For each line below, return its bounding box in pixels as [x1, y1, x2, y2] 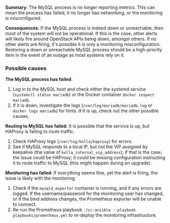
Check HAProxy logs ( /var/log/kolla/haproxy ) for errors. [12, 138, 133, 145]
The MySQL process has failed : [5, 76, 73, 82]
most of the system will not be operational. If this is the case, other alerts [5, 31, 158, 36]
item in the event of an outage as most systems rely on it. [5, 52, 125, 58]
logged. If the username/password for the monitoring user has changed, [12, 190, 164, 197]
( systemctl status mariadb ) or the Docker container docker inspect [12, 92, 155, 98]
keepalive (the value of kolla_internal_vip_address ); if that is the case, [12, 149, 162, 155]
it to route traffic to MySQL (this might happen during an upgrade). [12, 160, 152, 166]
